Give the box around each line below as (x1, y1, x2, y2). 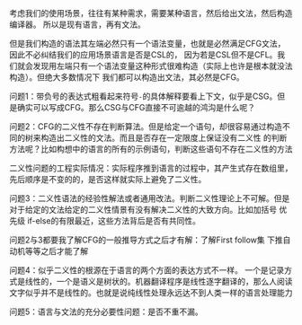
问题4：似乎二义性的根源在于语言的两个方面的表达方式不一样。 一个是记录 (9, 265, 285, 276)
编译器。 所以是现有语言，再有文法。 (9, 19, 146, 30)
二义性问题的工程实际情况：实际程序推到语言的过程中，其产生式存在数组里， (9, 162, 293, 173)
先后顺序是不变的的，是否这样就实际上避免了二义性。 (9, 174, 207, 184)
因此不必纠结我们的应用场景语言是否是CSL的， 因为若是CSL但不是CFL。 (9, 49, 278, 60)
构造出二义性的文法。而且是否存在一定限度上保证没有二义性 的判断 (40, 133, 288, 143)
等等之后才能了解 (24, 246, 88, 256)
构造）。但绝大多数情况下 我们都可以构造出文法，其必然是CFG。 (9, 72, 244, 83)
